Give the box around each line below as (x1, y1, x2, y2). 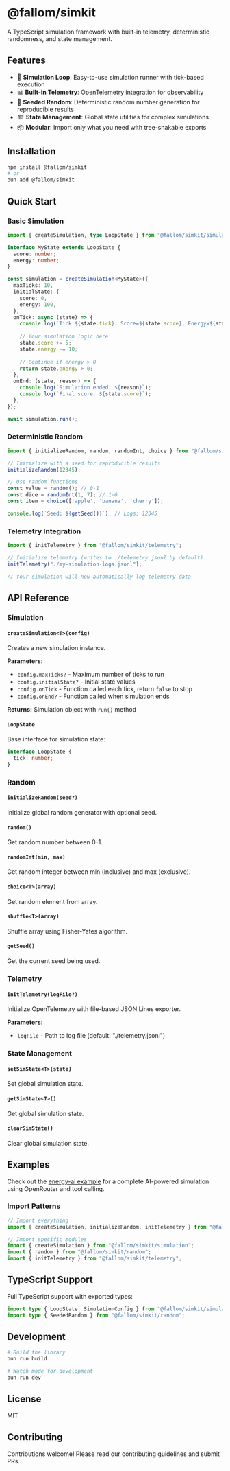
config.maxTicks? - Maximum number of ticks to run (16, 671, 164, 679)
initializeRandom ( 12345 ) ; (7, 466, 81, 473)
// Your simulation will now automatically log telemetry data (7, 573, 192, 580)
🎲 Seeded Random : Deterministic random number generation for (16, 97, 200, 106)
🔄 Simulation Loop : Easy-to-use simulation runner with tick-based (16, 73, 204, 81)
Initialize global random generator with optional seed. (7, 809, 157, 817)
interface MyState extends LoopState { (7, 244, 121, 251)
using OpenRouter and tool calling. (7, 1184, 105, 1192)
